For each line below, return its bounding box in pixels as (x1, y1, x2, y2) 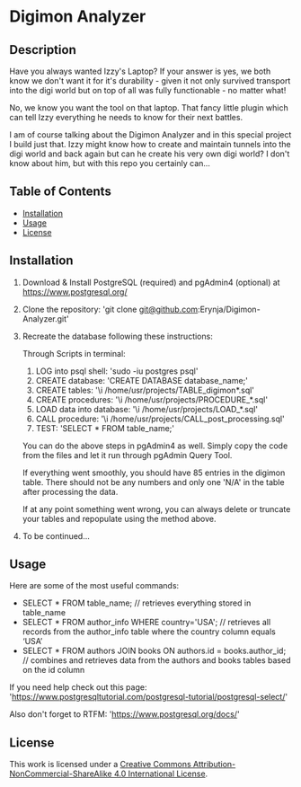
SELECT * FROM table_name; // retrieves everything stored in (22, 597, 252, 608)
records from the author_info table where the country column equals (22, 626, 276, 637)
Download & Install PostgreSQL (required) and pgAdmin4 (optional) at (22, 277, 280, 287)
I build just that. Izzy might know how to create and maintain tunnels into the (9, 139, 291, 149)
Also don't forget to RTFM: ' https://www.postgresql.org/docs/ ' (9, 709, 240, 720)
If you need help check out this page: (9, 682, 147, 693)
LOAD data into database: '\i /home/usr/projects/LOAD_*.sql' (35, 403, 259, 414)
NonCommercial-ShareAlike (9, 768, 112, 779)
